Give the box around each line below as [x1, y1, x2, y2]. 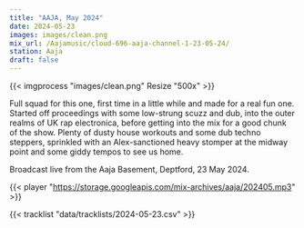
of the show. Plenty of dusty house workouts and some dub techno [9, 127, 261, 137]
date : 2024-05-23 [9, 22, 76, 31]
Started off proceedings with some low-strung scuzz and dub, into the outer [9, 108, 296, 118]
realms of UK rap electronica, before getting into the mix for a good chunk [9, 117, 287, 128]
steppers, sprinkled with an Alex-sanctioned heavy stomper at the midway [9, 137, 289, 147]
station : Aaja [9, 47, 64, 56]
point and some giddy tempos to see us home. [9, 146, 184, 157]
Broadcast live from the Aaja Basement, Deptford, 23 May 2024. [9, 164, 250, 174]
